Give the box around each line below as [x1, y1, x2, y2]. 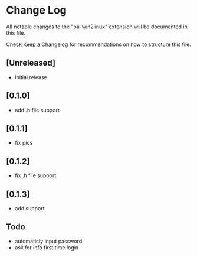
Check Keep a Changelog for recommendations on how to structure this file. [6, 41, 192, 48]
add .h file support [14, 106, 60, 113]
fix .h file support [14, 172, 57, 179]
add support [14, 205, 45, 212]
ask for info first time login [14, 243, 78, 251]
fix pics [14, 139, 33, 147]
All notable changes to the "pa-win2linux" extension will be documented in [6, 23, 188, 30]
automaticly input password [14, 238, 83, 245]
